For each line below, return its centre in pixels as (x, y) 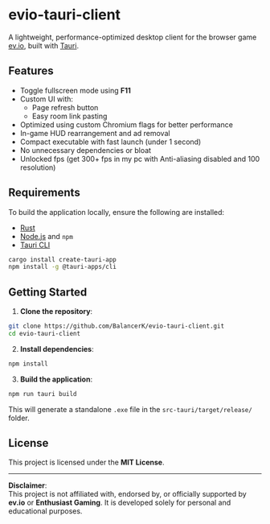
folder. (19, 418)
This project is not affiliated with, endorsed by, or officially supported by (127, 494)
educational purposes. (45, 511)
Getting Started (48, 292)
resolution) (38, 167)
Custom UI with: (47, 99)
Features (31, 71)
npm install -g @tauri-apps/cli (62, 267)
